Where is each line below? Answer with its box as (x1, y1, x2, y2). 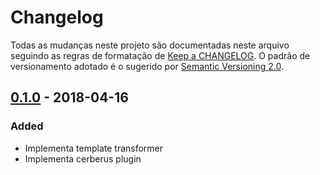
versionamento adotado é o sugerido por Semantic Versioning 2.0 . (10, 60, 284, 72)
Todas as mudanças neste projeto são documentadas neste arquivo (10, 39, 290, 51)
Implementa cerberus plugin (24, 152, 142, 165)
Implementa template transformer (24, 142, 164, 154)
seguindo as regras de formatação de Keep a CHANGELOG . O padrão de (10, 49, 311, 61)
